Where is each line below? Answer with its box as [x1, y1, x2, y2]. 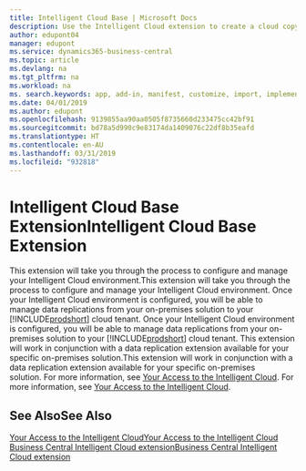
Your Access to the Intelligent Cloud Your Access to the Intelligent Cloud [9, 432, 279, 443]
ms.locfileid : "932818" [9, 157, 100, 167]
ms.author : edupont [9, 107, 84, 116]
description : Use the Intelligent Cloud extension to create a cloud [9, 22, 280, 31]
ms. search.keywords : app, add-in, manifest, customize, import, [9, 89, 262, 98]
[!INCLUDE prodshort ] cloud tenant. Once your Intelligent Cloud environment [9, 313, 295, 324]
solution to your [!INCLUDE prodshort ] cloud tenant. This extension [46, 333, 296, 344]
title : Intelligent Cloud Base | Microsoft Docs [9, 13, 198, 23]
